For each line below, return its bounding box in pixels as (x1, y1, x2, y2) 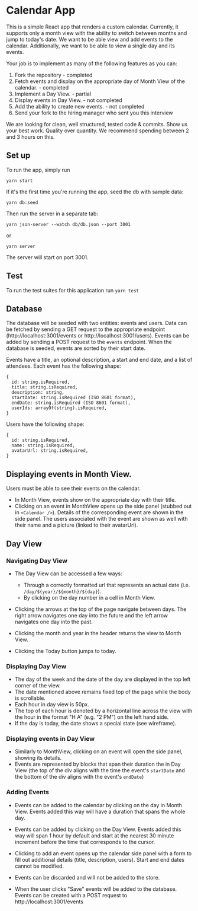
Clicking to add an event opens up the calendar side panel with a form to (14, 849, 192, 857)
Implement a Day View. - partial (14, 90, 92, 97)
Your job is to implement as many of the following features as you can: (6, 60, 177, 67)
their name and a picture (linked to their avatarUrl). (14, 521, 138, 528)
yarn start (6, 177, 33, 184)
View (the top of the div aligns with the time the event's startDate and (14, 767, 185, 774)
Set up (6, 151, 31, 161)
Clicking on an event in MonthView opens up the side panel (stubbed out (14, 502, 192, 510)
